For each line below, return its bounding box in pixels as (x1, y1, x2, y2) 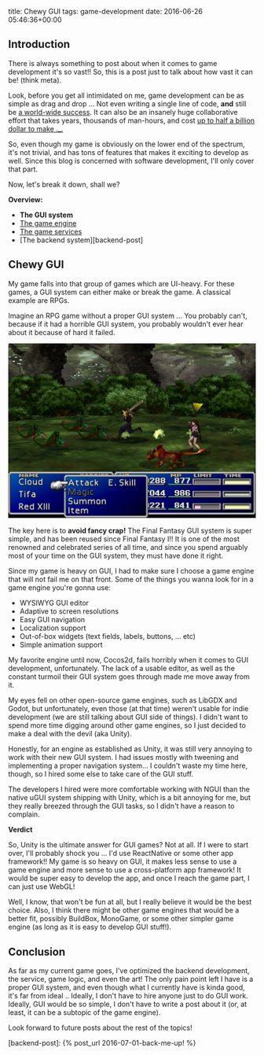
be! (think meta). (8, 75, 62, 85)
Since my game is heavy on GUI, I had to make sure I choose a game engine (8, 566, 255, 576)
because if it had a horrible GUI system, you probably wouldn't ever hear (8, 319, 244, 329)
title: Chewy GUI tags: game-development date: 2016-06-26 (8, 7, 203, 16)
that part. (8, 164, 38, 174)
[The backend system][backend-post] (19, 235, 144, 245)
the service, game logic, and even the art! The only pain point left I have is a (8, 975, 254, 984)
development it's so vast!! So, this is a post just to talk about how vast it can (8, 67, 253, 76)
